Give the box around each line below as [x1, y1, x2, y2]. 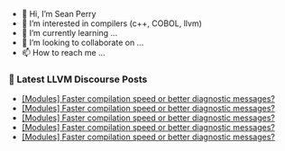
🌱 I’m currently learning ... [21, 28, 118, 38]
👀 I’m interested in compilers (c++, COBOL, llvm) [21, 18, 202, 29]
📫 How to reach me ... [21, 48, 106, 58]
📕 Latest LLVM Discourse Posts [8, 73, 148, 85]
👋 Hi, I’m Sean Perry [21, 9, 97, 19]
